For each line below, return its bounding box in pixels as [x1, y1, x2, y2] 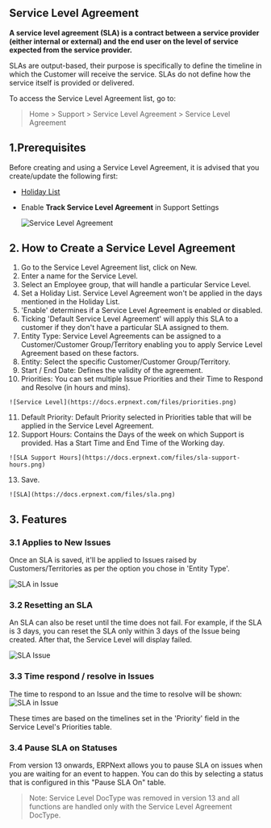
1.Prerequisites [9, 141, 86, 155]
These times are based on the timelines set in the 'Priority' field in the [9, 713, 240, 723]
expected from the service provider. [9, 44, 132, 55]
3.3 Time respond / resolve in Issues [9, 671, 155, 682]
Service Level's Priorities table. [9, 721, 112, 731]
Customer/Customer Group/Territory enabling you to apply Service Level [20, 340, 263, 349]
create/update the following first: [9, 171, 119, 181]
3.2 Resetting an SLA [9, 600, 94, 611]
